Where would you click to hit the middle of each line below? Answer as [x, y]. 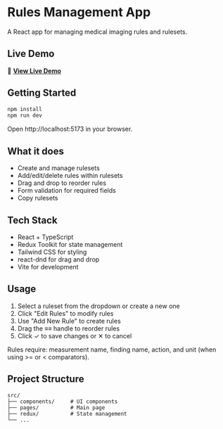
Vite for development [48, 267]
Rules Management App [79, 12]
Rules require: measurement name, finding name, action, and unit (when [112, 350]
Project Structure [46, 379]
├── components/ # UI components [63, 402]
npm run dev [25, 116]
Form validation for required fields [66, 191]
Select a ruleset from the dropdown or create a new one [99, 306]
